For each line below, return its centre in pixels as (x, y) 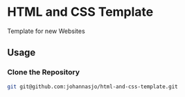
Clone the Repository (44, 72)
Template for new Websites (46, 31)
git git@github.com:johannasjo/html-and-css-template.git (92, 87)
